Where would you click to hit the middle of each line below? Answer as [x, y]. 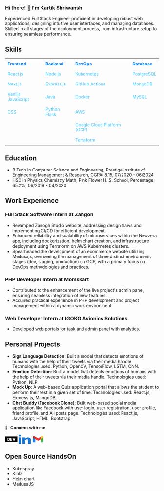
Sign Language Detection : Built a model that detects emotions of [78, 356]
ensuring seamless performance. [38, 34]
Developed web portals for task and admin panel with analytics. [76, 329]
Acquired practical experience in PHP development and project [75, 300]
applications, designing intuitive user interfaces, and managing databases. [80, 23]
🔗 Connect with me [25, 428]
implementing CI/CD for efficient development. [59, 230]
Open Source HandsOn [41, 457]
